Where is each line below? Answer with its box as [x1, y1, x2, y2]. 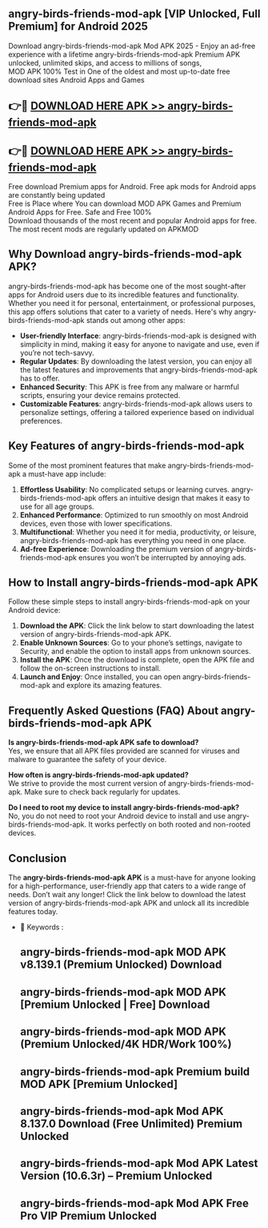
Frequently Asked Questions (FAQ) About [8, 703, 218, 717]
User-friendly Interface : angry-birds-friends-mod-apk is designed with [19, 331, 257, 340]
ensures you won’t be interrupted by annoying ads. [78, 553, 246, 562]
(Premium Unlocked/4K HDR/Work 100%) [19, 1037, 232, 1051]
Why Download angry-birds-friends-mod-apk [8, 248, 242, 261]
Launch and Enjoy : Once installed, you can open [19, 672, 182, 682]
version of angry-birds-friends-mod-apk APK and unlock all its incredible [8, 898, 250, 908]
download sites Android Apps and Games [8, 74, 146, 84]
